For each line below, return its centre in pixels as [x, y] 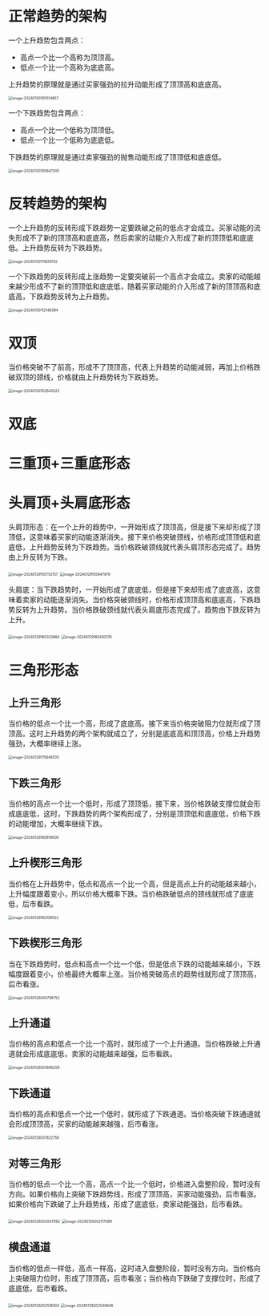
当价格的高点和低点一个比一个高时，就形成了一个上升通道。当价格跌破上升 [131, 1044]
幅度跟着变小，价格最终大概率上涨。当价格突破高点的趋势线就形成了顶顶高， [134, 974]
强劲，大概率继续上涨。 [47, 743]
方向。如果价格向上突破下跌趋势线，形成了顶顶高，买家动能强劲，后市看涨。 [134, 1194]
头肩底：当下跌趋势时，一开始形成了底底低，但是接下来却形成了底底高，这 [131, 589]
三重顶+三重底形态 [69, 464]
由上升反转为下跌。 [40, 557]
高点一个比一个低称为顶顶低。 [69, 130]
